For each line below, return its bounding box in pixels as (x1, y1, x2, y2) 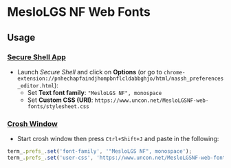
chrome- (164, 69, 186, 76)
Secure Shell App (7, 52, 67, 62)
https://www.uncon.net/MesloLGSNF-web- (94, 97, 209, 104)
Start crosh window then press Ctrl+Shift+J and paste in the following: (16, 135, 219, 143)
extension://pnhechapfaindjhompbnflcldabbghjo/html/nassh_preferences (16, 75, 224, 82)
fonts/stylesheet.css (27, 103, 89, 110)
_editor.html (16, 82, 55, 90)
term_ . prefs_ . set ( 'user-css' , (7, 154, 94, 162)
